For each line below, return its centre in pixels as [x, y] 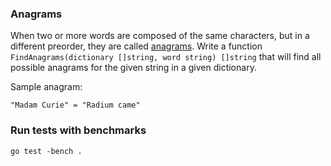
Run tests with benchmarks [78, 130]
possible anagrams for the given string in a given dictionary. [133, 68]
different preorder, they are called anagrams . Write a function [136, 46]
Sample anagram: [46, 87]
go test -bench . [46, 151]
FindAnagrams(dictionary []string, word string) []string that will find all [166, 57]
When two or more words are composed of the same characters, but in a [160, 36]
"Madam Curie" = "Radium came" [75, 105]
